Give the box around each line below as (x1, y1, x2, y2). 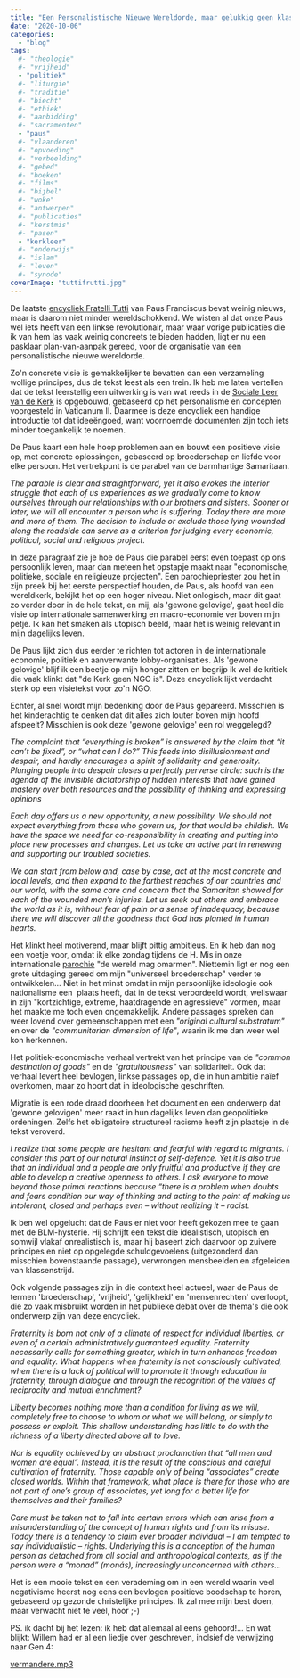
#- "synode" (18, 270, 63, 279)
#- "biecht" (18, 95, 63, 105)
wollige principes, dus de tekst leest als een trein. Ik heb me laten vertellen (10, 376, 284, 388)
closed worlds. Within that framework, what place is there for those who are (10, 1476, 290, 1486)
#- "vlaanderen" (18, 137, 78, 146)
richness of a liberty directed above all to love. (10, 1430, 182, 1441)
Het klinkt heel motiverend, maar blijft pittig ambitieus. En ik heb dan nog (10, 940, 276, 950)
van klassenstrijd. (10, 1264, 75, 1275)
